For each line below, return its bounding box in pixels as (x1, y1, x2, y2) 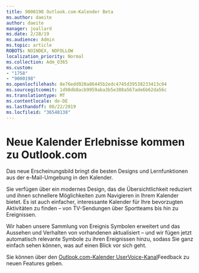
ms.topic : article (6, 43, 52, 49)
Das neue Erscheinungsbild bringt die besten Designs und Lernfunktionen (6, 167, 188, 175)
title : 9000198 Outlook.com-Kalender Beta (6, 8, 114, 15)
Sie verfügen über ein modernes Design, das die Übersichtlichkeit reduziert (6, 185, 192, 193)
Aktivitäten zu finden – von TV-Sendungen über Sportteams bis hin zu (6, 205, 179, 212)
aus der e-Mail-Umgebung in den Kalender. (6, 174, 114, 181)
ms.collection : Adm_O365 (6, 59, 68, 65)
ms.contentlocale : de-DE (6, 98, 68, 104)
